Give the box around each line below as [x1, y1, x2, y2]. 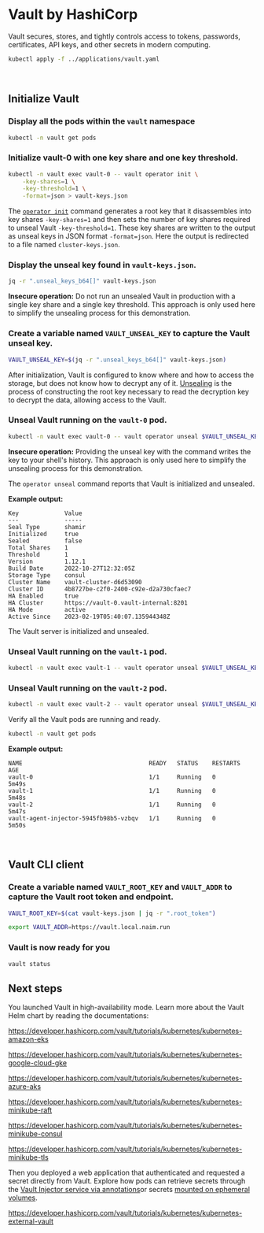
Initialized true [8, 530, 79, 538]
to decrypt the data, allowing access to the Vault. [8, 395, 167, 405]
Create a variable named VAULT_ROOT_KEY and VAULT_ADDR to [8, 882, 233, 893]
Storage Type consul [8, 571, 86, 579]
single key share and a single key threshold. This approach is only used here [8, 300, 255, 309]
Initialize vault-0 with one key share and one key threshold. [8, 152, 239, 163]
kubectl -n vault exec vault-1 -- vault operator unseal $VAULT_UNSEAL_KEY [8, 664, 262, 672]
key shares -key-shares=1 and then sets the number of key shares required [8, 215, 251, 224]
